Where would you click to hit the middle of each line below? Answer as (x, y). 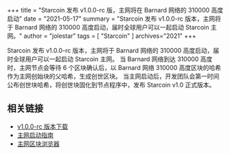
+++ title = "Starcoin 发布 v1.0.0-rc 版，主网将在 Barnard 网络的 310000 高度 (115, 10)
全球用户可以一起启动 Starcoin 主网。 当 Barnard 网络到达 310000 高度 (113, 59)
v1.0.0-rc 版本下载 (43, 126)
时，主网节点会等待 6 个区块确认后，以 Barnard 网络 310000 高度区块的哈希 (114, 68)
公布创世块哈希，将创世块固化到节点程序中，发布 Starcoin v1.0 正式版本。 (111, 85)
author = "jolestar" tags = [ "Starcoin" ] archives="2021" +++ (110, 36)
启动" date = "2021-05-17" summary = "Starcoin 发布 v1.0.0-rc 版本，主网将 (114, 19)
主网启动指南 (35, 135)
